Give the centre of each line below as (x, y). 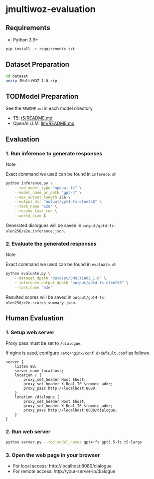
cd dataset (17, 76)
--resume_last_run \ (36, 211)
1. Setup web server (30, 333)
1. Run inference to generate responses (54, 153)
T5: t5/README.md (33, 118)
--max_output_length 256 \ (43, 197)
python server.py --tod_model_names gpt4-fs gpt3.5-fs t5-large (74, 442)
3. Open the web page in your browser (53, 455)
